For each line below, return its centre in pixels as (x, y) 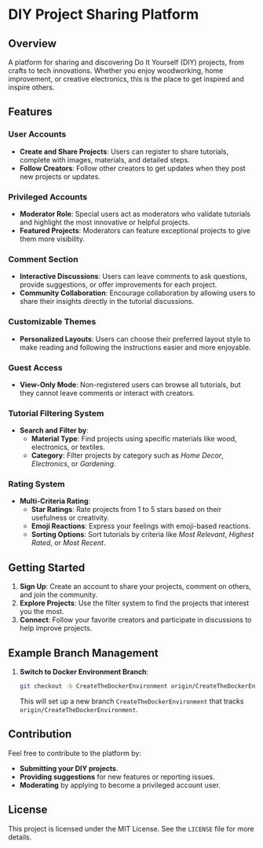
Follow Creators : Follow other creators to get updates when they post (132, 168)
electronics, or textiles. (68, 447)
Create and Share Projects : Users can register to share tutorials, (124, 152)
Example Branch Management (83, 653)
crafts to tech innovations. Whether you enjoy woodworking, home (116, 71)
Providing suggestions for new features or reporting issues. (117, 777)
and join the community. (58, 595)
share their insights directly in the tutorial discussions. (107, 302)
